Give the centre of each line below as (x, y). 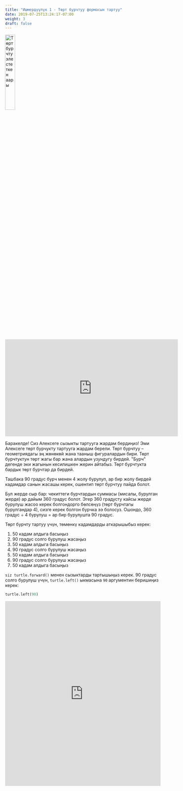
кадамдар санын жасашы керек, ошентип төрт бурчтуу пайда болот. (78, 484)
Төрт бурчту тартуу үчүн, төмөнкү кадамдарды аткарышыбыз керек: (78, 524)
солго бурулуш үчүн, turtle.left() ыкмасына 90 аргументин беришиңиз (82, 580)
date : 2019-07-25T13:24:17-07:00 (39, 14)
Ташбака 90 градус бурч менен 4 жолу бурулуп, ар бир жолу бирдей (78, 479)
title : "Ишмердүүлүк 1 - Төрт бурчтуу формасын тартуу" (64, 10)
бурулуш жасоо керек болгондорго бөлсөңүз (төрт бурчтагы (70, 504)
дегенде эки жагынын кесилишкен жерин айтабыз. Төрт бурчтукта (76, 464)
